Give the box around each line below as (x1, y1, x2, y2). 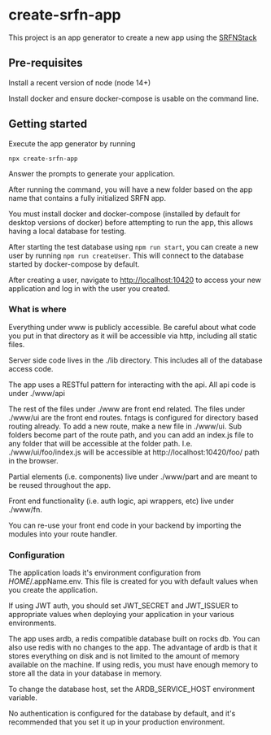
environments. (8, 618, 57, 628)
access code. (8, 363, 54, 373)
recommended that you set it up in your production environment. (8, 717, 225, 727)
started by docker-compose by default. (8, 259, 140, 269)
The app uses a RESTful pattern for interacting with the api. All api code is (8, 380, 256, 389)
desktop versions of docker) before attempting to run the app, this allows (8, 217, 254, 227)
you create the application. (8, 585, 98, 595)
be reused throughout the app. (8, 480, 111, 489)
